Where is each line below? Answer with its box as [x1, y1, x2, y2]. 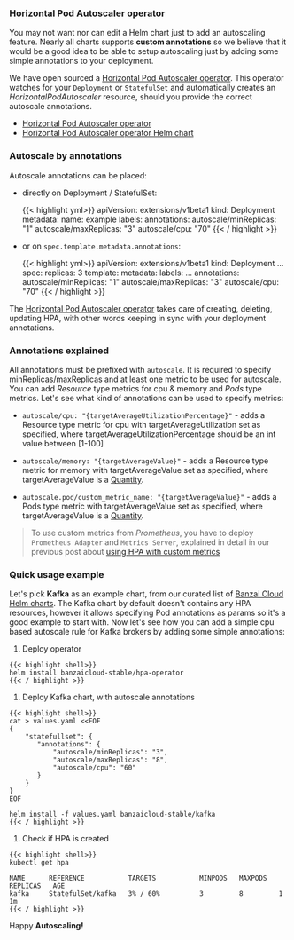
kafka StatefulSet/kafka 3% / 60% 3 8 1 [9, 889, 283, 898]
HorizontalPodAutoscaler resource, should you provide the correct [9, 91, 252, 102]
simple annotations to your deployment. [9, 56, 154, 67]
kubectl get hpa [9, 858, 69, 867]
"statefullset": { [25, 732, 93, 741]
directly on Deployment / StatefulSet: [21, 187, 158, 198]
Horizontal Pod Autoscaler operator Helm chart [21, 128, 194, 138]
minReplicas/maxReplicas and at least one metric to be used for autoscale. [9, 374, 282, 384]
